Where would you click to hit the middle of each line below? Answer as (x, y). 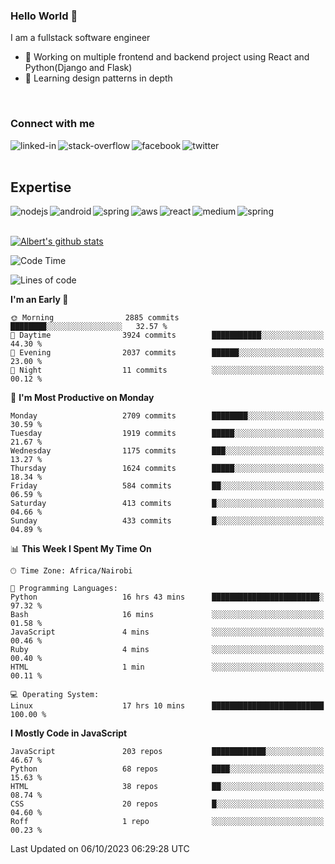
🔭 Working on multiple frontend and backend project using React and (167, 57)
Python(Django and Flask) (78, 68)
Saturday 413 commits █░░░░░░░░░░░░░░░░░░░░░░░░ (167, 504)
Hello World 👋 (44, 16)
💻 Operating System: (55, 695)
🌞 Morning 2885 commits (95, 318)
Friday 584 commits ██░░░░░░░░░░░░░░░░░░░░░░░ (167, 486)
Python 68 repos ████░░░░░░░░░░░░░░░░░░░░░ (167, 769)
